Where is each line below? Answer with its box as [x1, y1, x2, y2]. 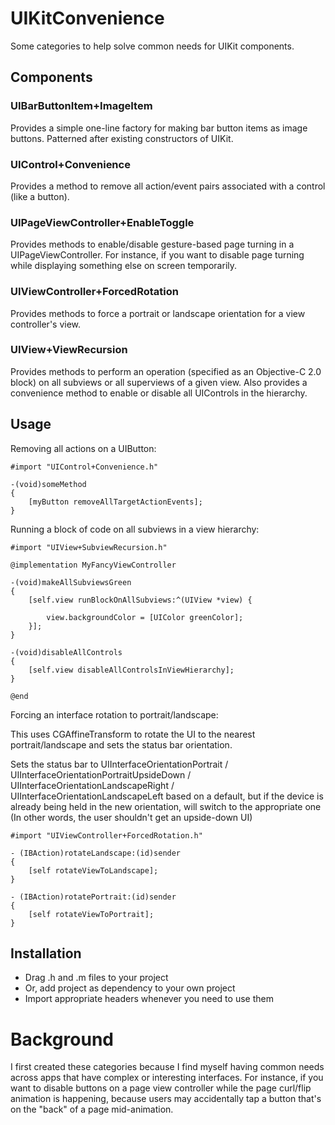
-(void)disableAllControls [10, 647, 123, 657]
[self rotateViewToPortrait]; [28, 909, 155, 919]
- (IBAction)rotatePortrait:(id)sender [10, 892, 177, 902]
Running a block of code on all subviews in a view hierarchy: [10, 523, 260, 535]
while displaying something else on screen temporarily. [10, 260, 238, 272]
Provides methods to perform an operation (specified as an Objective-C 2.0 [10, 365, 322, 377]
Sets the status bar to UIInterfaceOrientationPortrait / [10, 758, 229, 770]
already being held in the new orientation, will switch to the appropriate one [10, 800, 322, 812]
